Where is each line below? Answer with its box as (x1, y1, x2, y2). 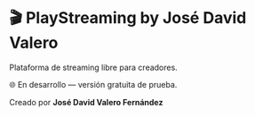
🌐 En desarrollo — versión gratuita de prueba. (9, 79, 178, 89)
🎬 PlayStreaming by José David (9, 8, 247, 28)
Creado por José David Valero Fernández (9, 97, 163, 107)
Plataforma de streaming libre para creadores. (9, 62, 178, 73)
